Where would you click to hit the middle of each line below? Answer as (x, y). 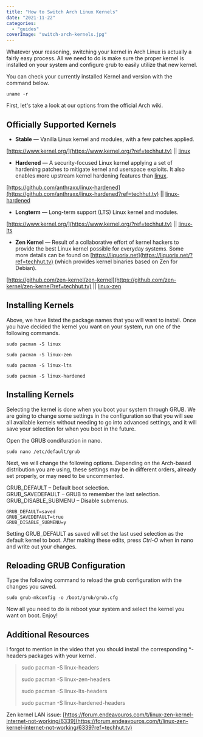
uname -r (17, 94)
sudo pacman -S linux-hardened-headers (73, 703)
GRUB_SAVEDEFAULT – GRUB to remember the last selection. (83, 494)
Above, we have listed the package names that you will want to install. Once (101, 320)
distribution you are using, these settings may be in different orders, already (101, 469)
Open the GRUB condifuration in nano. (54, 440)
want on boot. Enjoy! (32, 615)
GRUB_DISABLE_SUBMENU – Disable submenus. (67, 500)
